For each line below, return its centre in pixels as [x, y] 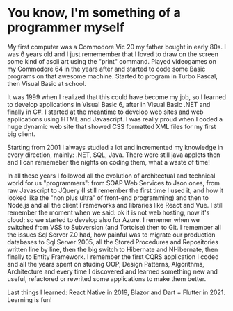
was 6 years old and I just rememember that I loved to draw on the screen [113, 54]
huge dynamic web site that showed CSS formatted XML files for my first [112, 126]
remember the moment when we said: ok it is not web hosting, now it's [109, 212]
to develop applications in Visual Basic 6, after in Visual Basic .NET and [109, 104]
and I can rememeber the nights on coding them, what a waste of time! [109, 162]
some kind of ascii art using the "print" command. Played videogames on [112, 61]
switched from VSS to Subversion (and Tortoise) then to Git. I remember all [114, 227]
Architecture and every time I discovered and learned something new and [112, 271]
